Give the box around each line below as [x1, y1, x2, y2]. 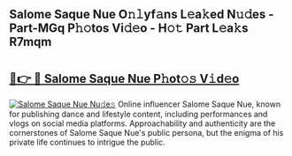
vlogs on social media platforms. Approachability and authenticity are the [9, 118, 276, 129]
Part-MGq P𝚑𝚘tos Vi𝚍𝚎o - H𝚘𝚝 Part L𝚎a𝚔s [9, 21, 250, 36]
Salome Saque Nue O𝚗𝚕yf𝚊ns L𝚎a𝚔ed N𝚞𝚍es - [9, 7, 274, 22]
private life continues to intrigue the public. [9, 137, 165, 147]
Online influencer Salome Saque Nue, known [118, 99, 281, 109]
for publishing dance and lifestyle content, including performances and [9, 109, 268, 119]
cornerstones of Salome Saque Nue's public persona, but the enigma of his [9, 128, 284, 137]
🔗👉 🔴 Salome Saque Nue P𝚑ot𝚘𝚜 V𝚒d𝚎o [9, 71, 240, 86]
